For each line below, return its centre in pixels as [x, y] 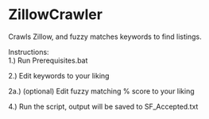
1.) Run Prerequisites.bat [48, 60]
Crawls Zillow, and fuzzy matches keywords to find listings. [105, 36]
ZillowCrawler [56, 15]
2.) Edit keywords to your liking [59, 75]
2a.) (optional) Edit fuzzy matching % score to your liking [101, 91]
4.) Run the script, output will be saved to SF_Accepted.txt [103, 106]
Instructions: [29, 52]
